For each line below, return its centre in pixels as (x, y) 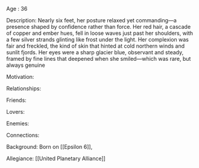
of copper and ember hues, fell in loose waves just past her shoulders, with (100, 33)
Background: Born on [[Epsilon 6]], (49, 147)
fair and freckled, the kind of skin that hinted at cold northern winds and (96, 46)
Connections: (23, 135)
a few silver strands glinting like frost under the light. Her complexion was (97, 39)
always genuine (26, 65)
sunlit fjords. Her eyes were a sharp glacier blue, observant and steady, (95, 52)
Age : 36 (17, 9)
